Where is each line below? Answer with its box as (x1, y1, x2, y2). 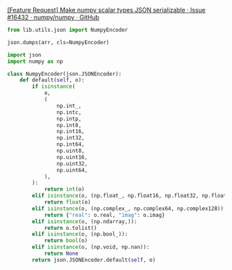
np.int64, (56, 141, 85, 148)
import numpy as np (7, 58, 64, 65)
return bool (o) (43, 238, 88, 244)
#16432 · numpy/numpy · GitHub (7, 13, 100, 21)
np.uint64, (56, 166, 88, 173)
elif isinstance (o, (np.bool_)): (32, 231, 128, 238)
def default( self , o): (19, 77, 85, 84)
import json (7, 51, 41, 58)
